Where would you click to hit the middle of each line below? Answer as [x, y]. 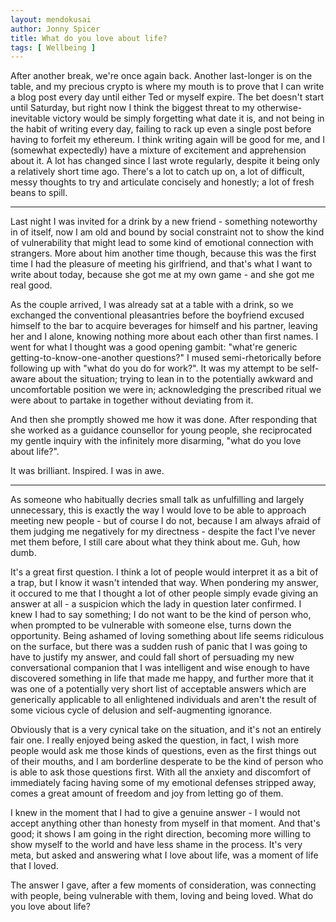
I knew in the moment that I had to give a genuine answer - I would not [155, 813]
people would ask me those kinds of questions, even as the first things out [163, 751]
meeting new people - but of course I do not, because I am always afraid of [166, 521]
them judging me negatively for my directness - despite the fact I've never [163, 532]
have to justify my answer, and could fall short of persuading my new [152, 657]
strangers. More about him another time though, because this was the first [163, 253]
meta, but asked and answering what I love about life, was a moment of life [164, 855]
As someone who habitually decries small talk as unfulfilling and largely [157, 500]
